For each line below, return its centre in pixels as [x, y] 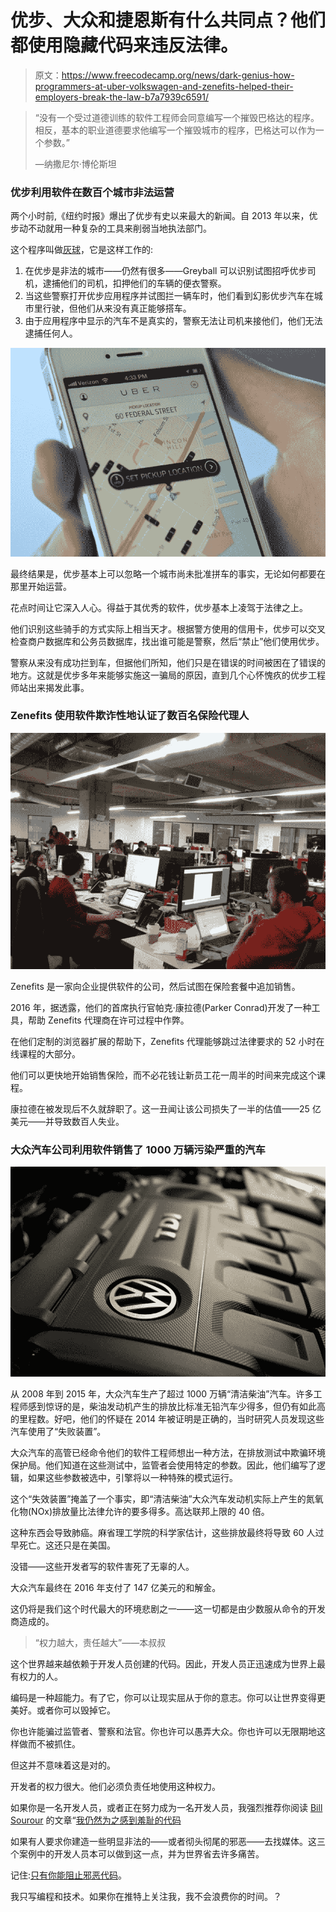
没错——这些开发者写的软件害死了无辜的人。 [102, 1566]
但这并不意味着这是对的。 [63, 1765]
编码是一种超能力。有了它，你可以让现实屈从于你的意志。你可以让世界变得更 [168, 1697]
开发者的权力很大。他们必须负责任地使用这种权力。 [115, 1786]
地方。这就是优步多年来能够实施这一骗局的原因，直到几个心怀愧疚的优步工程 [168, 675]
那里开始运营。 [41, 586]
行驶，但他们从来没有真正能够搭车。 [117, 308]
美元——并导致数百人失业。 [67, 1121]
